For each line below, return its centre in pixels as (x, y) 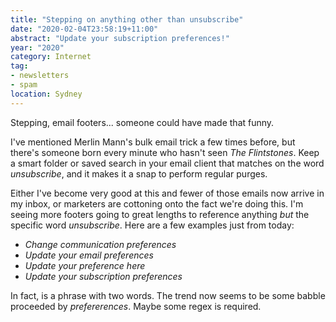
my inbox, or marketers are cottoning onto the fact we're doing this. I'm (157, 203)
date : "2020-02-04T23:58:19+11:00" (84, 29)
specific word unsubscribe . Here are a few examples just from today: (152, 225)
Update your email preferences (89, 255)
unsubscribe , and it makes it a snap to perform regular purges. (139, 173)
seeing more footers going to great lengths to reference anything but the (160, 214)
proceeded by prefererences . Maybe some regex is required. (136, 306)
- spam (24, 85)
